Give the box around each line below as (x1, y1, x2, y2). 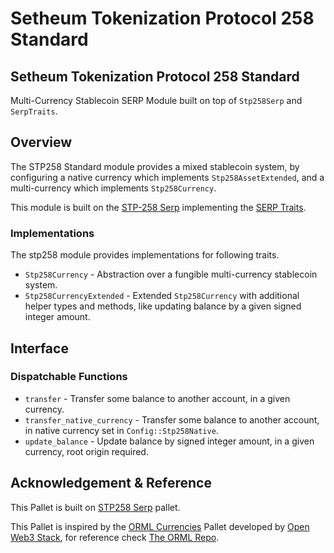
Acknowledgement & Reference (10, 475, 212, 492)
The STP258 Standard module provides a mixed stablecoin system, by (10, 160, 300, 172)
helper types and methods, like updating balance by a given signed (24, 300, 302, 312)
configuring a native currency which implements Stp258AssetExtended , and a (10, 171, 325, 183)
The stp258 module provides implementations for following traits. (10, 249, 280, 261)
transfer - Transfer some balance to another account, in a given (24, 392, 291, 404)
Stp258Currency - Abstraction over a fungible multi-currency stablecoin (24, 268, 318, 281)
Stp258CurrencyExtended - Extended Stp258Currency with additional (24, 290, 300, 302)
